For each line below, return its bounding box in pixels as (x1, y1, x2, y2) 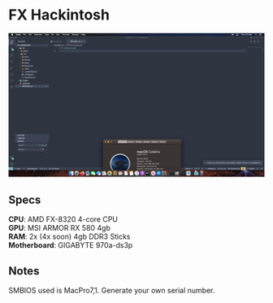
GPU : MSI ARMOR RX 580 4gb (8, 223, 111, 233)
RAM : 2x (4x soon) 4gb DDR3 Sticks (8, 232, 131, 241)
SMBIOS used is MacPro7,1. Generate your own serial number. (8, 286, 215, 296)
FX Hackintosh (8, 6, 110, 24)
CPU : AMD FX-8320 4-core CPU (8, 214, 118, 224)
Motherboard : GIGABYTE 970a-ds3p (8, 240, 133, 250)
